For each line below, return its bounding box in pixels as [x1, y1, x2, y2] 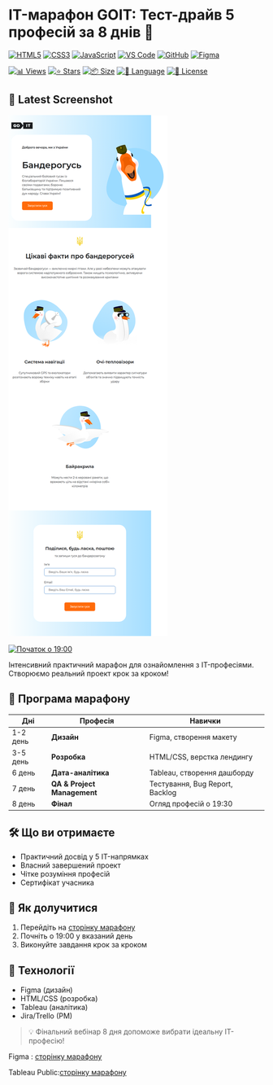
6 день [11, 768, 36, 777]
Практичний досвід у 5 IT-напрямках [19, 851, 149, 861]
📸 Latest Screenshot [8, 93, 113, 107]
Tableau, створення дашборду [149, 768, 254, 777]
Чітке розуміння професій [19, 868, 110, 878]
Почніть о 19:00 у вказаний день [19, 931, 133, 941]
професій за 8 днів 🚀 [8, 23, 154, 42]
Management [51, 788, 97, 798]
